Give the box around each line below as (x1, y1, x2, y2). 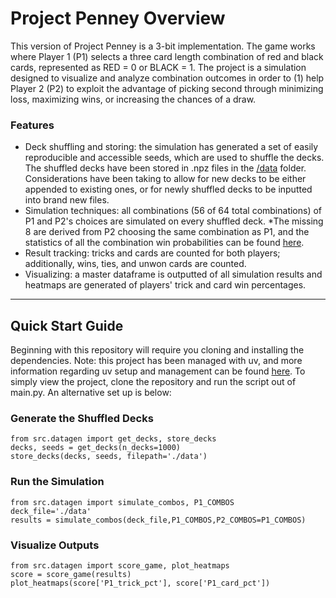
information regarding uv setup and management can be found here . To (10, 365, 306, 377)
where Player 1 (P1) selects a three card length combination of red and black (10, 50, 324, 62)
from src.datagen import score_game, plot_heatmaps (10, 560, 230, 571)
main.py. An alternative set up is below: (10, 387, 172, 399)
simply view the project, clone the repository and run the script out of (10, 376, 297, 388)
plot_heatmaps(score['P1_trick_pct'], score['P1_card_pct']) (10, 578, 271, 588)
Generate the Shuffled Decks (10, 411, 154, 425)
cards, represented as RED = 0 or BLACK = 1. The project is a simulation (10, 61, 307, 73)
